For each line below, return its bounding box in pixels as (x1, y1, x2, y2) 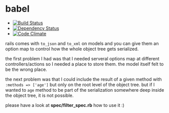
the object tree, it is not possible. (5, 92, 74, 98)
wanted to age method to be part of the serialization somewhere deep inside (5, 87, 164, 93)
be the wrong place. (5, 66, 47, 72)
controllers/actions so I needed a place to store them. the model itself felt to (5, 61, 164, 67)
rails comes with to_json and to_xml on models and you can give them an (5, 40, 159, 46)
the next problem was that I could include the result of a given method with (5, 76, 162, 82)
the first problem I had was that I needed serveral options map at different (5, 55, 160, 61)
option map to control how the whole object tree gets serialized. (5, 46, 139, 52)
